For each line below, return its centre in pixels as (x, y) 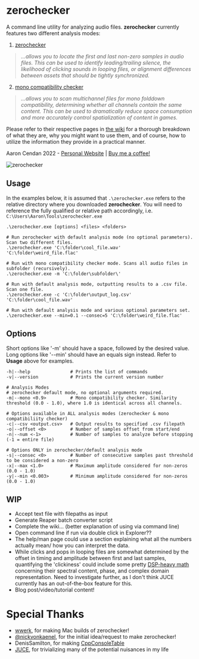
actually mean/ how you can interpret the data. (72, 546)
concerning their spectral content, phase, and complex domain (92, 571)
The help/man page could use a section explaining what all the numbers (103, 539)
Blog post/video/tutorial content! (55, 590)
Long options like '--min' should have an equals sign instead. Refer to (91, 354)
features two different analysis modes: (53, 33)
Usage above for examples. (40, 361)
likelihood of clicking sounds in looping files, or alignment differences (106, 69)
